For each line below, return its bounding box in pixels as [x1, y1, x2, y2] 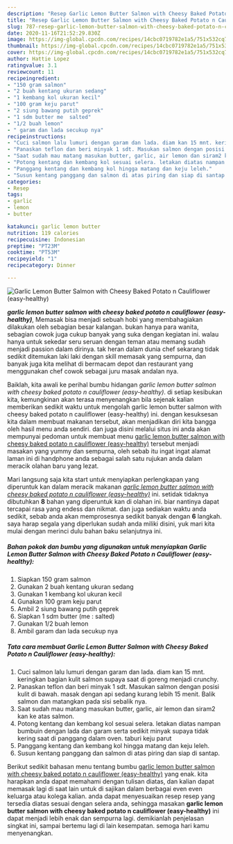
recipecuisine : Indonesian [7, 236, 85, 243]
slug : [7, 23, 23, 30]
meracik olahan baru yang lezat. [7, 462, 99, 470]
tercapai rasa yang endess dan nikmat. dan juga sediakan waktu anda [7, 505, 207, 513]
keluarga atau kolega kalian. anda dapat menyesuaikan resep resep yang [7, 792, 216, 800]
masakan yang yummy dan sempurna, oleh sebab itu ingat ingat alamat [7, 446, 211, 455]
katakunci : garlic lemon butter [7, 223, 101, 230]
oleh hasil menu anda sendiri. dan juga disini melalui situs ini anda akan [7, 425, 211, 433]
